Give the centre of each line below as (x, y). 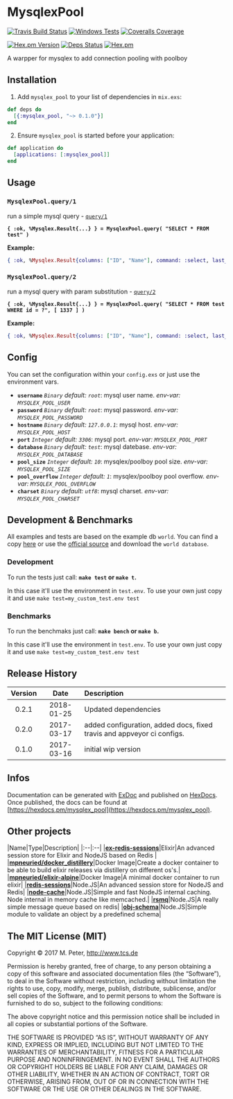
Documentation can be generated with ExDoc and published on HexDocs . (112, 794)
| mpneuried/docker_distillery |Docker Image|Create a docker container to (113, 863)
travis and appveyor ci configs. (135, 733)
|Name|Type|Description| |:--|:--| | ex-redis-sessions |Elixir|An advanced (111, 848)
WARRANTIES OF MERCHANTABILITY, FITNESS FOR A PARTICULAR (105, 1053)
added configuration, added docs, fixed (148, 724)
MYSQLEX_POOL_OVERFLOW (63, 484)
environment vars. (33, 382)
